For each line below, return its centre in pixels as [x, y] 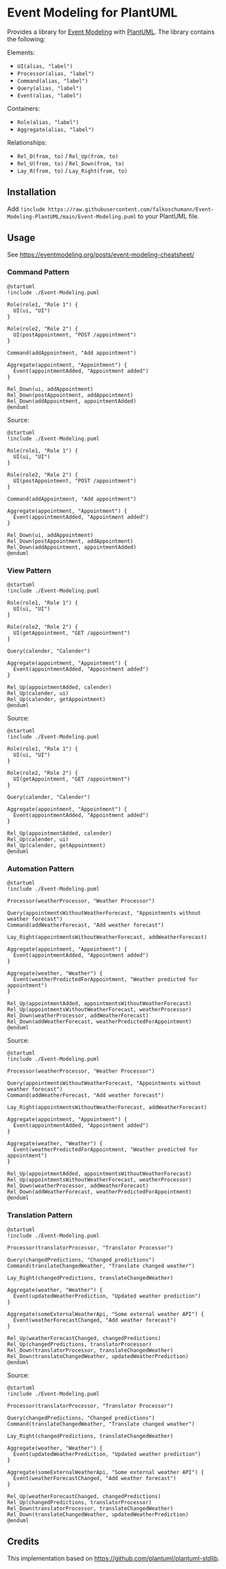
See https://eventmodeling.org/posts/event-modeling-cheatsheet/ [101, 254]
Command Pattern [38, 272]
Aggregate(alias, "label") [56, 130]
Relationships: [27, 142]
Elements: [21, 52]
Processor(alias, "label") [56, 74]
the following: [26, 39]
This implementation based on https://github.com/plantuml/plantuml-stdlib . [113, 1558]
